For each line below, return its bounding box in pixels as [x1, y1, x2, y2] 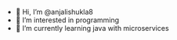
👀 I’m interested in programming [15, 15, 120, 25]
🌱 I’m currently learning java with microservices [15, 24, 170, 32]
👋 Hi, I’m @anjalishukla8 [15, 8, 94, 16]
